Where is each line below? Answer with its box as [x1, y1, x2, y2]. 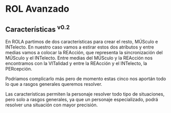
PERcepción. [5, 66, 32, 72]
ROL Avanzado [5, 3, 69, 15]
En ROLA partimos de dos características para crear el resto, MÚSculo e [5, 39, 158, 44]
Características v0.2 [5, 24, 70, 34]
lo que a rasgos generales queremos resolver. [5, 81, 103, 87]
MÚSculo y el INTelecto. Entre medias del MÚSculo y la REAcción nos [5, 55, 153, 61]
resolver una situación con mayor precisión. [5, 102, 98, 108]
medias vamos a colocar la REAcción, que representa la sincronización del [5, 50, 163, 55]
